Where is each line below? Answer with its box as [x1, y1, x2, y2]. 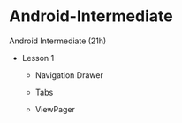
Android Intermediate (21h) [9, 35, 107, 46]
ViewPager [34, 104, 75, 114]
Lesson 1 [21, 52, 55, 63]
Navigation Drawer [34, 69, 103, 81]
